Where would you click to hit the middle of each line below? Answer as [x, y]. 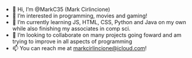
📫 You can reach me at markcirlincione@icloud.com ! [79, 48]
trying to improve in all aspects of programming [72, 41]
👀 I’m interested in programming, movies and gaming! [80, 16]
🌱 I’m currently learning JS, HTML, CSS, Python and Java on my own [99, 22]
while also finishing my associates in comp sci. [71, 28]
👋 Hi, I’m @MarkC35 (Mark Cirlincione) [61, 9]
